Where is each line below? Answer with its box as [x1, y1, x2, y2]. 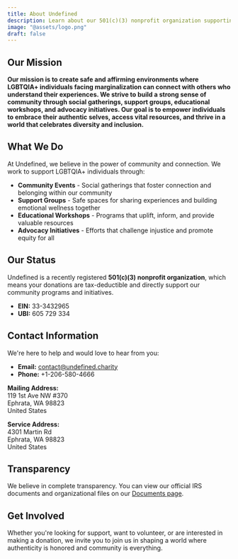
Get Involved [7, 509, 65, 521]
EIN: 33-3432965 [17, 302, 69, 310]
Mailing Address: [7, 383, 59, 392]
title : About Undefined [7, 10, 78, 18]
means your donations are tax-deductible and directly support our [7, 281, 200, 289]
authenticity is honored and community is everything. [7, 543, 163, 553]
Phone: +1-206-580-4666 [17, 370, 95, 378]
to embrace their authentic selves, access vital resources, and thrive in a [7, 113, 226, 121]
